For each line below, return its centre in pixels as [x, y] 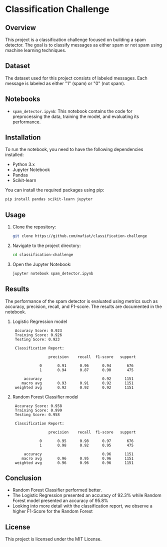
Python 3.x [23, 164]
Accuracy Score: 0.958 [38, 406]
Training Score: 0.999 [38, 410]
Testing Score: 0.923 [37, 339]
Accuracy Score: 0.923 [38, 330]
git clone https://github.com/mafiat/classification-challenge [80, 236]
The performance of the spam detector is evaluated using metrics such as [81, 301]
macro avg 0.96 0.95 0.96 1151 [78, 458]
